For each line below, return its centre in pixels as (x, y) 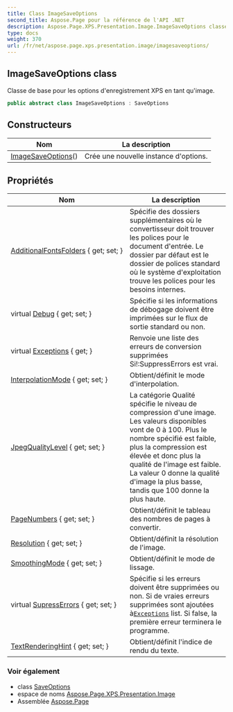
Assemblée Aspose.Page (53, 701)
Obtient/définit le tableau (170, 510)
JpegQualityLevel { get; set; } (58, 447)
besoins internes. (157, 290)
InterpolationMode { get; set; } (59, 380)
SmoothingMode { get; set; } (57, 563)
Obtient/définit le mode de (172, 559)
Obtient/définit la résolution (174, 539)
